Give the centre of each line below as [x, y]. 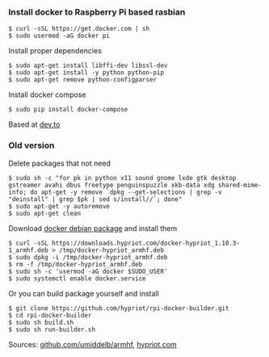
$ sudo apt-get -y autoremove [59, 206]
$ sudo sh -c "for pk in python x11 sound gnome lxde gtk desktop [122, 178]
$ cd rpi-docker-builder [50, 315]
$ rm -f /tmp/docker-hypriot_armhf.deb [76, 264]
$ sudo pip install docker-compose [68, 110]
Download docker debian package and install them [93, 228]
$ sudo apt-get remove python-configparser [83, 80]
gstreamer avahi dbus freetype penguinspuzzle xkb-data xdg [112, 185]
